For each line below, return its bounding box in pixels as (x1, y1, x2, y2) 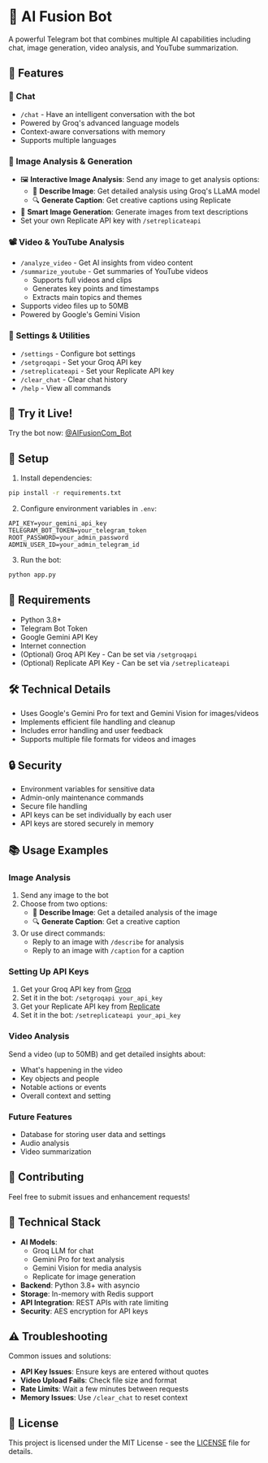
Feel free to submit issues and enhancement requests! (8, 1192, 191, 1201)
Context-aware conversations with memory (19, 126, 166, 137)
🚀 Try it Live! (8, 406, 73, 420)
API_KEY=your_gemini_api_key (8, 519, 107, 527)
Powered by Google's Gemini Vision (19, 310, 140, 319)
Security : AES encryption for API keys (19, 1306, 149, 1316)
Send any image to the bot (19, 890, 109, 901)
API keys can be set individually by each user (19, 810, 172, 820)
